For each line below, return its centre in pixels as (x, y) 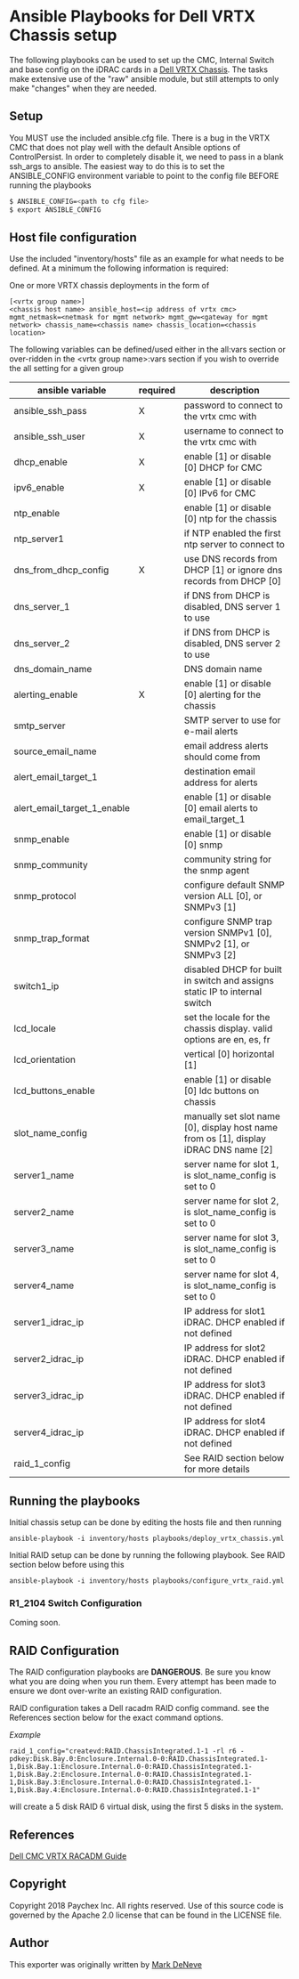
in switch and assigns (229, 981)
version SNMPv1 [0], (228, 933)
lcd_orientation (44, 1059)
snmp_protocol (45, 896)
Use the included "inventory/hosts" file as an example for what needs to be (147, 259)
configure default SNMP (234, 885)
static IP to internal (223, 992)
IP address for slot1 (225, 1311)
